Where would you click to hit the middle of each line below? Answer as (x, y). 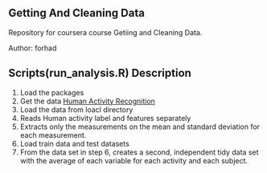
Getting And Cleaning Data (76, 13)
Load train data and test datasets (75, 143)
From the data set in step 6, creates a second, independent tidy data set (139, 152)
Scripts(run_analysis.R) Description (100, 73)
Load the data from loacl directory (76, 109)
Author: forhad (33, 48)
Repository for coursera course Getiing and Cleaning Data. (105, 32)
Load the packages (52, 92)
